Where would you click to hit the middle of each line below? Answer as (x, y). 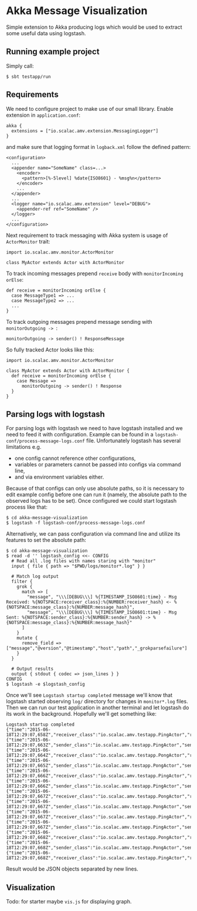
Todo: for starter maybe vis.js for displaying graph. (69, 902)
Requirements (32, 95)
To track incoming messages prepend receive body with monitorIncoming (95, 273)
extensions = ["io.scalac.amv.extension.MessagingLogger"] (85, 131)
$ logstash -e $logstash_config (45, 685)
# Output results (33, 669)
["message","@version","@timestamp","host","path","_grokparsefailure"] (97, 648)
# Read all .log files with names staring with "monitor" (84, 561)
